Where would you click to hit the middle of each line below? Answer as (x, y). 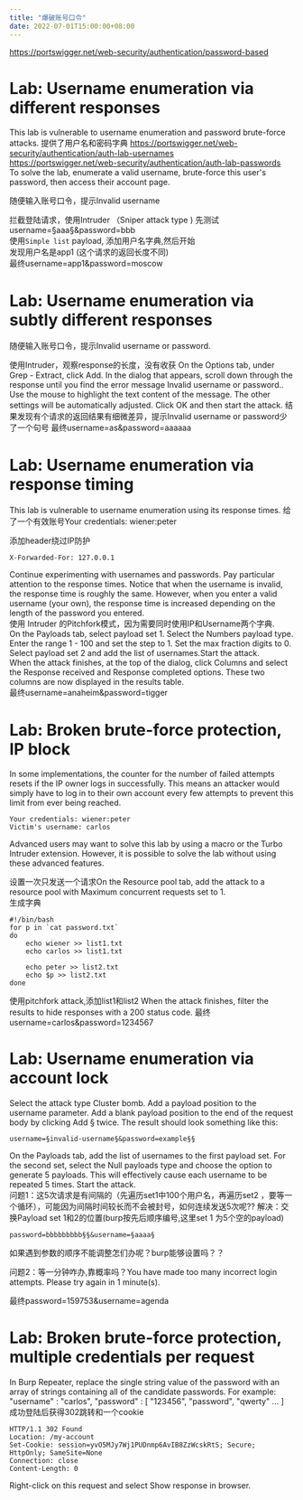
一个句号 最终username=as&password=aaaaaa (104, 428)
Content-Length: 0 (44, 1469)
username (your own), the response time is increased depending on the (142, 604)
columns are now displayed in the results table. (97, 682)
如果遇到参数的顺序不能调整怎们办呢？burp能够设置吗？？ (117, 1253)
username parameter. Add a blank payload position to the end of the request (151, 1113)
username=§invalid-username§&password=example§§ (102, 1139)
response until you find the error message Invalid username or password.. (147, 385)
